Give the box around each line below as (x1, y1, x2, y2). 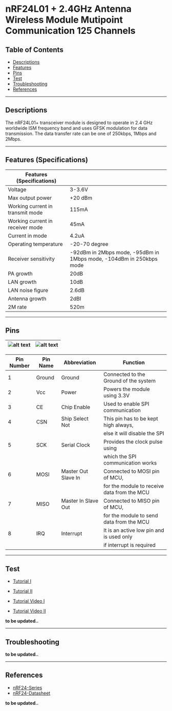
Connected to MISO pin (103, 497, 160, 505)
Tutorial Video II (12, 608, 46, 614)
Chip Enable (61, 403, 91, 411)
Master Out (61, 468, 89, 475)
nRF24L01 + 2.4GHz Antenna (5, 3, 132, 15)
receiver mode (8, 224, 43, 231)
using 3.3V (103, 392, 130, 399)
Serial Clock (61, 441, 91, 449)
